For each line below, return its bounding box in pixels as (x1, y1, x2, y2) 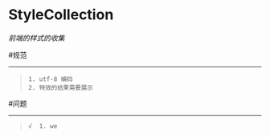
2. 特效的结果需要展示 (27, 83, 94, 91)
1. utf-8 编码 (27, 75, 74, 83)
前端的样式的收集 (8, 33, 65, 42)
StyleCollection (8, 6, 114, 24)
